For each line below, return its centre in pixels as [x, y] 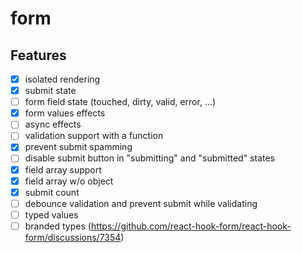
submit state [50, 91]
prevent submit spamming [78, 147]
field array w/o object [69, 181]
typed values [51, 214]
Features [38, 55]
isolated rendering [62, 79]
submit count [52, 192]
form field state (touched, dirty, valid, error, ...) [120, 102]
